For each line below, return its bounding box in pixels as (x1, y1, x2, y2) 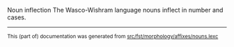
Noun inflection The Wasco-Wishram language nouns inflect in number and (7, 6, 224, 14)
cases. (7, 13, 26, 21)
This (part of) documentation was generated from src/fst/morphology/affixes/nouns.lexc (7, 33, 219, 40)
